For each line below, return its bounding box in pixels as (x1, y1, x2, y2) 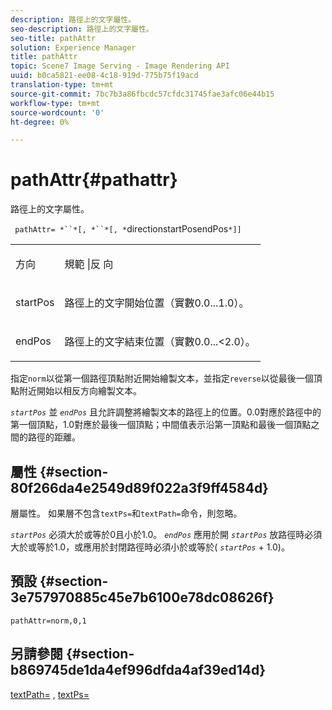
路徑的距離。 (27, 431, 81, 443)
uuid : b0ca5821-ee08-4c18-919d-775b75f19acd (10, 71, 199, 81)
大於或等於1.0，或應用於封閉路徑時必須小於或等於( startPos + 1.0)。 (10, 541, 290, 553)
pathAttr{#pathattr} (10, 169, 178, 191)
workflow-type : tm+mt (10, 98, 101, 108)
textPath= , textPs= (10, 688, 90, 700)
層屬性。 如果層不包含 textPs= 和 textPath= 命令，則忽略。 (10, 507, 243, 519)
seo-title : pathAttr (10, 33, 97, 43)
